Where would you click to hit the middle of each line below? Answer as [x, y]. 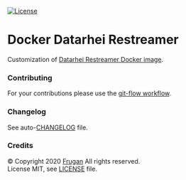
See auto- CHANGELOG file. [48, 127]
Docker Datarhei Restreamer [93, 40]
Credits [20, 146]
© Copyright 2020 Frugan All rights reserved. [74, 161]
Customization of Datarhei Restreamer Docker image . [86, 59]
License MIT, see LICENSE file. [53, 169]
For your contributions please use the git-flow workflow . [89, 93]
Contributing [30, 78]
